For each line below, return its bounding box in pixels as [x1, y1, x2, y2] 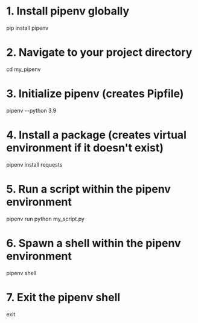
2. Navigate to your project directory [6, 45, 193, 59]
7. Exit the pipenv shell [6, 290, 121, 304]
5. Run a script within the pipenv [6, 182, 171, 196]
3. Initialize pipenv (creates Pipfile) [6, 87, 184, 101]
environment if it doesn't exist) [6, 141, 164, 155]
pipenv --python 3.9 [6, 107, 57, 114]
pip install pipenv [6, 24, 49, 32]
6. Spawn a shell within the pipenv [6, 236, 181, 250]
